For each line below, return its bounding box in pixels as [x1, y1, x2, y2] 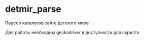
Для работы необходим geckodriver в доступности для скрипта [5, 29, 140, 35]
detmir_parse [5, 3, 62, 15]
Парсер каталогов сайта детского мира [5, 20, 89, 26]
